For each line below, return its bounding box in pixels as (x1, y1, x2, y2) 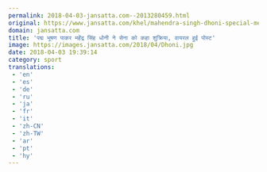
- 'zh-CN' (11, 122, 44, 130)
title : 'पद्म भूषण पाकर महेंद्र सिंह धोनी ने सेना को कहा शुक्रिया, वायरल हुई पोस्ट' (8, 33, 216, 42)
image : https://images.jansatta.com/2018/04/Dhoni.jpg (8, 41, 194, 49)
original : (8, 19, 41, 27)
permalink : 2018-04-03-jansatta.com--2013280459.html (8, 11, 191, 20)
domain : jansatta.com (8, 26, 80, 34)
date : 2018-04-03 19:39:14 (8, 48, 98, 56)
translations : (8, 63, 56, 71)
